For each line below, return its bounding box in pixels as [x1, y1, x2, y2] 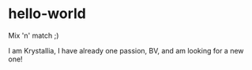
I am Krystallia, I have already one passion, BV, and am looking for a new [8, 46, 244, 55]
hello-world [8, 5, 87, 23]
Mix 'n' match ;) [8, 31, 59, 40]
